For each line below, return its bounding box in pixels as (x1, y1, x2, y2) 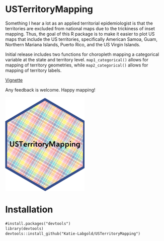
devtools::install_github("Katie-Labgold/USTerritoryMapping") (5, 231, 141, 236)
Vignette (5, 77, 23, 83)
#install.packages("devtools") (5, 221, 71, 226)
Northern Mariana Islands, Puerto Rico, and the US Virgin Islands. (5, 41, 141, 47)
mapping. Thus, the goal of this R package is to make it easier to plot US (5, 31, 155, 37)
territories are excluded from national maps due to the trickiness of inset (5, 25, 155, 31)
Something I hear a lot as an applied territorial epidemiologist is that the (5, 20, 153, 26)
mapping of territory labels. (5, 67, 62, 73)
